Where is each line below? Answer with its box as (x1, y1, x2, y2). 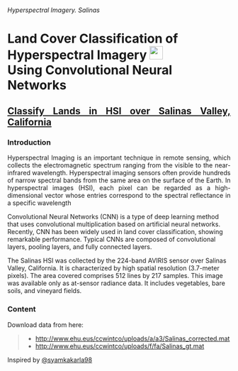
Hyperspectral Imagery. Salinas (7, 6, 101, 14)
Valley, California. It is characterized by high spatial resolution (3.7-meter (7, 264, 220, 272)
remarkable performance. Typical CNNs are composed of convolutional (7, 235, 216, 244)
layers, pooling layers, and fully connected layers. (7, 243, 152, 251)
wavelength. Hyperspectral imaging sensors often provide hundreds (31, 169, 231, 177)
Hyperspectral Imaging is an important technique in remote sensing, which (7, 153, 231, 162)
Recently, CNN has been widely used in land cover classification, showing (7, 228, 223, 236)
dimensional (7, 192, 43, 200)
